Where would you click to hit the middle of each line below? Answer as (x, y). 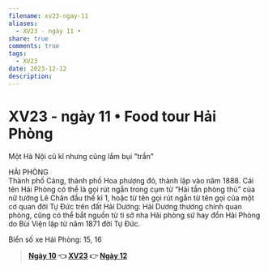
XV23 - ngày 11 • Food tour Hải (113, 116)
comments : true (34, 46)
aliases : (23, 24)
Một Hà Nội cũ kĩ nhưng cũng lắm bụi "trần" (81, 156)
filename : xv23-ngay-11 (49, 16)
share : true (28, 39)
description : (30, 76)
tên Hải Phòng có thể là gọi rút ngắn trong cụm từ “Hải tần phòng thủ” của (132, 189)
